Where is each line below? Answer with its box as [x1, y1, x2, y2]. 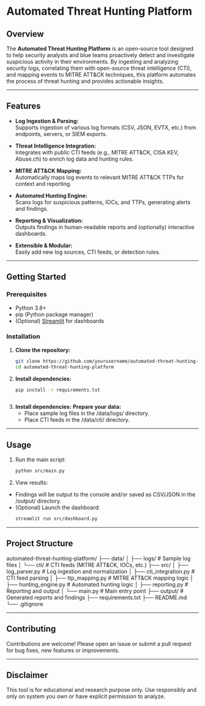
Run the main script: [15, 456, 66, 463]
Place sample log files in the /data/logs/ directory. [24, 409, 149, 417]
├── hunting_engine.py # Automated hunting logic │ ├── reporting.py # [6, 580, 189, 588]
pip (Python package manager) [15, 311, 94, 318]
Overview [6, 29, 45, 39]
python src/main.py [15, 468, 65, 474]
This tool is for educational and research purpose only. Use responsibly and [6, 686, 197, 694]
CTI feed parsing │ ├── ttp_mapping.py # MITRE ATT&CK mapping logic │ [6, 574, 194, 582]
